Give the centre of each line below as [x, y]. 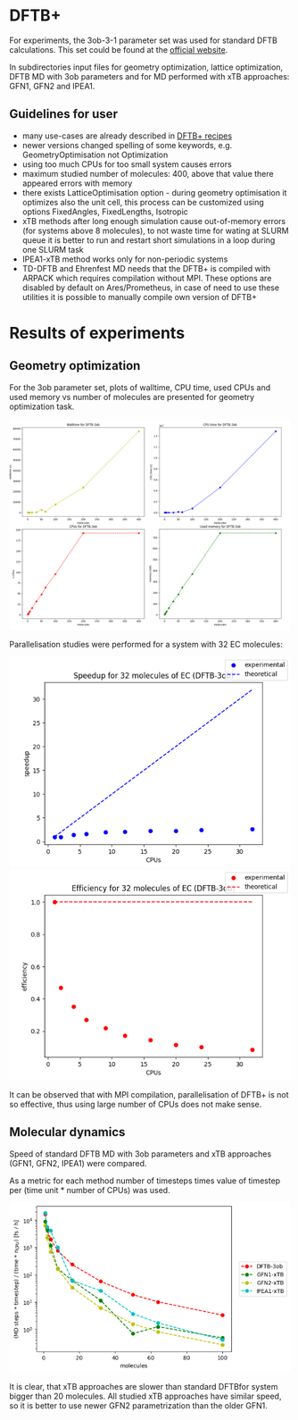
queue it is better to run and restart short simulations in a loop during [149, 240]
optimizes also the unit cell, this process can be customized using [143, 202]
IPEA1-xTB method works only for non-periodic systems [125, 259]
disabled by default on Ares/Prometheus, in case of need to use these [150, 288]
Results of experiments [97, 333]
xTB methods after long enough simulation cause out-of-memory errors [154, 221]
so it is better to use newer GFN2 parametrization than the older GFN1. [138, 1406]
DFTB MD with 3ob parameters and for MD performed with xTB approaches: [149, 76]
